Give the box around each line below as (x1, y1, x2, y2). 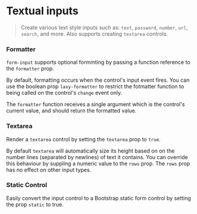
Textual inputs (6, 4, 79, 18)
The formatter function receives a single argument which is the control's (6, 101, 185, 108)
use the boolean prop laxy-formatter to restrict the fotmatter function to (6, 83, 184, 90)
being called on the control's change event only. (6, 89, 122, 97)
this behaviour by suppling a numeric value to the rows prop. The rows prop (6, 160, 190, 167)
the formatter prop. (6, 65, 54, 72)
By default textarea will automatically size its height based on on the (6, 147, 175, 154)
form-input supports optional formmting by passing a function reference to (6, 58, 191, 66)
